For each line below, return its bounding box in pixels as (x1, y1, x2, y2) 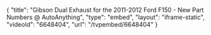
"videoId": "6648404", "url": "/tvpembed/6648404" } (6, 21, 158, 28)
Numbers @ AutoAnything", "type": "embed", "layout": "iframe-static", (6, 13, 206, 21)
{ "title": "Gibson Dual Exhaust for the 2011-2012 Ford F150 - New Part (6, 6, 204, 14)
